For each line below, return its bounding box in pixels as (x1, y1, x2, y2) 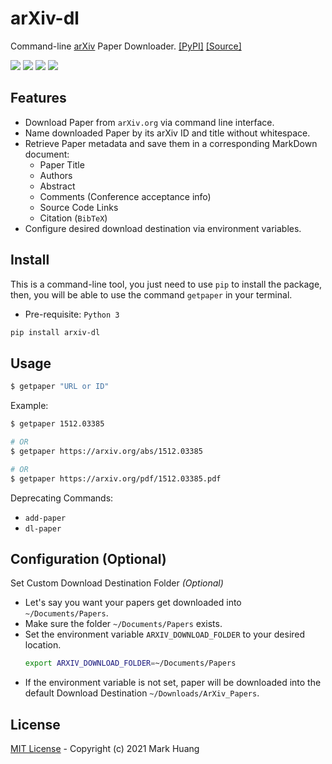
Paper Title (39, 158, 85, 171)
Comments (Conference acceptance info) (39, 190, 212, 202)
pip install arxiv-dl (10, 327, 101, 337)
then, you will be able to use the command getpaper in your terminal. (10, 288, 293, 301)
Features (10, 90, 67, 107)
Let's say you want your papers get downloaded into (24, 597, 242, 609)
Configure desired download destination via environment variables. (24, 222, 302, 234)
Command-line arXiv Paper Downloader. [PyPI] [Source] (10, 40, 242, 52)
